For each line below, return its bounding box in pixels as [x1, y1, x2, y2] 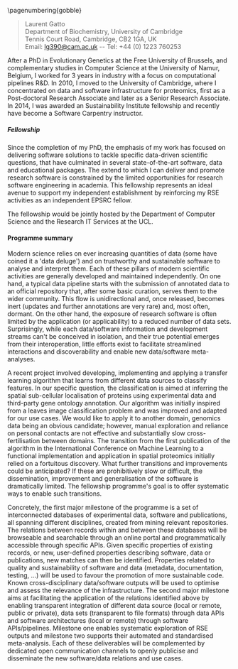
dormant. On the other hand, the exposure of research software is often [7, 310, 217, 318]
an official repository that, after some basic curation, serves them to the [7, 287, 217, 295]
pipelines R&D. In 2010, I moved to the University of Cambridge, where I [7, 79, 217, 87]
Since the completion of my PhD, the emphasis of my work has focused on [7, 143, 226, 151]
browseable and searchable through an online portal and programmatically [7, 533, 226, 542]
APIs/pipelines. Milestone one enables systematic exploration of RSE [7, 624, 208, 633]
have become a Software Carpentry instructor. [7, 109, 144, 117]
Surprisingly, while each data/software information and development [7, 325, 208, 333]
